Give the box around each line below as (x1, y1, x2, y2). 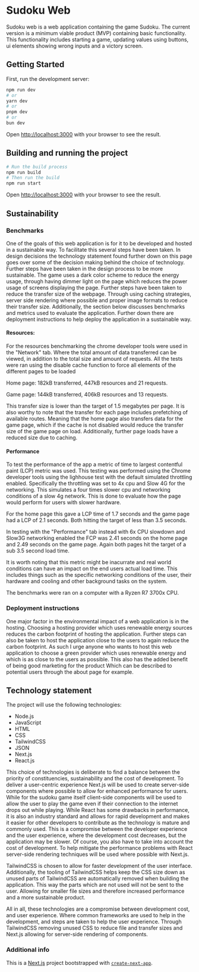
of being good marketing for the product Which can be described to (6, 662, 172, 669)
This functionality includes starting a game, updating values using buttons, (6, 36, 189, 43)
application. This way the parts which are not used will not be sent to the (6, 882, 184, 889)
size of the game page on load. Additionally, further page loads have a (6, 428, 178, 435)
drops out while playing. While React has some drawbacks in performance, (6, 807, 190, 814)
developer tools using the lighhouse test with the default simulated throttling (6, 474, 192, 481)
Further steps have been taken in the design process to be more (6, 265, 163, 272)
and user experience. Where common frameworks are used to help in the (6, 912, 185, 919)
